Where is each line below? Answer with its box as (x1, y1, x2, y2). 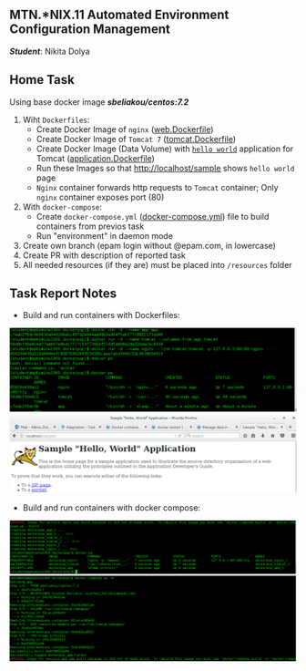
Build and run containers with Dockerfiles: (22, 310, 180, 321)
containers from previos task (36, 221, 145, 232)
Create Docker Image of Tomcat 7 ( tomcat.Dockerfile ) (36, 133, 237, 144)
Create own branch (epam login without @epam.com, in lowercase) (22, 240, 276, 251)
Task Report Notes (9, 286, 117, 302)
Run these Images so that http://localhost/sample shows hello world (36, 162, 295, 173)
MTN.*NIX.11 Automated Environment (9, 7, 229, 23)
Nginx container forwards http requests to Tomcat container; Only (36, 181, 280, 192)
